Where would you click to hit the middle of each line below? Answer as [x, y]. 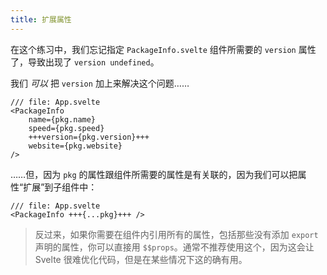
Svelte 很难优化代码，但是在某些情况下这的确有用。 [141, 259]
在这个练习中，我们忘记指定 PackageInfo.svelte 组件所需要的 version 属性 [163, 49]
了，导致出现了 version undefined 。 [85, 62]
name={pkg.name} [62, 119]
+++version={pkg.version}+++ [89, 137]
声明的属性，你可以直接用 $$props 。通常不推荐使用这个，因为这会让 [174, 247]
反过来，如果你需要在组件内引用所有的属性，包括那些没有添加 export [176, 234]
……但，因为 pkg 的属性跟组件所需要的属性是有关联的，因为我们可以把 [154, 174]
